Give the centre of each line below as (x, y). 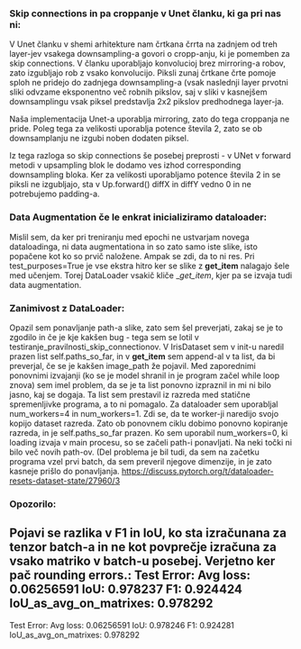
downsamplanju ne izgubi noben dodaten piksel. (99, 139)
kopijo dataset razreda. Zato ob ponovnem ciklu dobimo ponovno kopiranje (149, 423)
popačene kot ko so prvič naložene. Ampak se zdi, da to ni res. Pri (132, 256)
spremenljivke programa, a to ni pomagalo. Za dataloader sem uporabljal (144, 404)
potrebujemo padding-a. (55, 194)
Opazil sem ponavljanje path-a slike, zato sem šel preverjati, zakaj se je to (146, 328)
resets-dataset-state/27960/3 (65, 481)
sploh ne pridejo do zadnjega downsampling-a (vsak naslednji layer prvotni (149, 83)
